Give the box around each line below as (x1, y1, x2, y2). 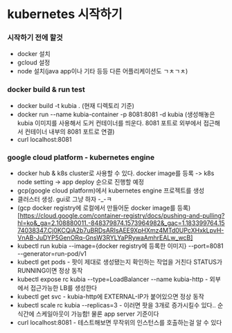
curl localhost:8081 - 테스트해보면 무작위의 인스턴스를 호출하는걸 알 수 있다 (17, 318, 222, 327)
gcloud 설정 (17, 58, 51, 66)
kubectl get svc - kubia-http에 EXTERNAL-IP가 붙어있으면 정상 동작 (17, 292, 204, 301)
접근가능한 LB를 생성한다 (30, 284, 98, 292)
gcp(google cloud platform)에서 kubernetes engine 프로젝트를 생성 (17, 186, 205, 195)
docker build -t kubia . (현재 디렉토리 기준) (17, 101, 135, 109)
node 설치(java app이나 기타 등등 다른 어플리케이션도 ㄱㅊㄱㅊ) (17, 67, 188, 75)
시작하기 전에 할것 (7, 33, 64, 42)
